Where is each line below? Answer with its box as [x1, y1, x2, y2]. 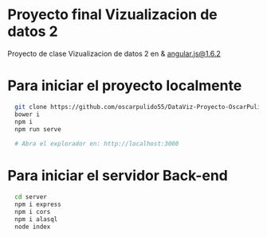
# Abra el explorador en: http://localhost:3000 [14, 140, 179, 148]
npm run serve [14, 125, 61, 133]
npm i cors [14, 208, 51, 216]
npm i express [14, 200, 61, 208]
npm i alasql [14, 215, 58, 223]
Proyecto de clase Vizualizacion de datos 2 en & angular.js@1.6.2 [7, 49, 221, 58]
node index [14, 223, 51, 231]
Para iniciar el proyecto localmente [7, 77, 242, 95]
